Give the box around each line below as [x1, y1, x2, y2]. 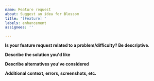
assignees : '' [5, 25, 34, 30]
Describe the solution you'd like [5, 52, 70, 58]
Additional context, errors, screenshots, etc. [5, 70, 97, 76]
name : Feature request [5, 7, 51, 12]
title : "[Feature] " [5, 16, 47, 21]
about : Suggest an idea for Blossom [5, 12, 79, 16]
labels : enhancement [5, 20, 47, 26]
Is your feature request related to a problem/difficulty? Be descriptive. [5, 42, 150, 48]
